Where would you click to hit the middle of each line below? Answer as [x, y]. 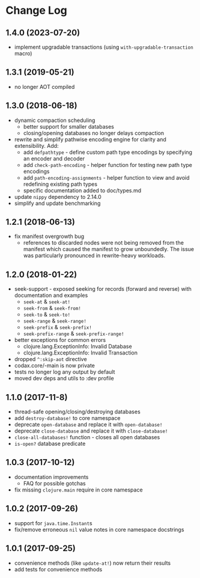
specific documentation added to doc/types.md [82, 190]
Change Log [36, 11]
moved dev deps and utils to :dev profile [64, 379]
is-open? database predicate [50, 444]
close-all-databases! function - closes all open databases [87, 437]
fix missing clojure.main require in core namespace [78, 490]
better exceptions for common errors [60, 340]
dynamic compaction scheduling [55, 120]
